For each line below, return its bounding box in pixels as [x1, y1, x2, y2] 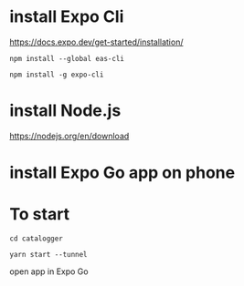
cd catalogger [9, 234, 64, 243]
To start [9, 204, 70, 225]
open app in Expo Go [9, 266, 89, 277]
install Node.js [9, 100, 122, 121]
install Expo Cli [9, 6, 124, 27]
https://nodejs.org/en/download [9, 130, 130, 141]
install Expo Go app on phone [9, 162, 236, 183]
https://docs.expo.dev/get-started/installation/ [9, 36, 184, 47]
